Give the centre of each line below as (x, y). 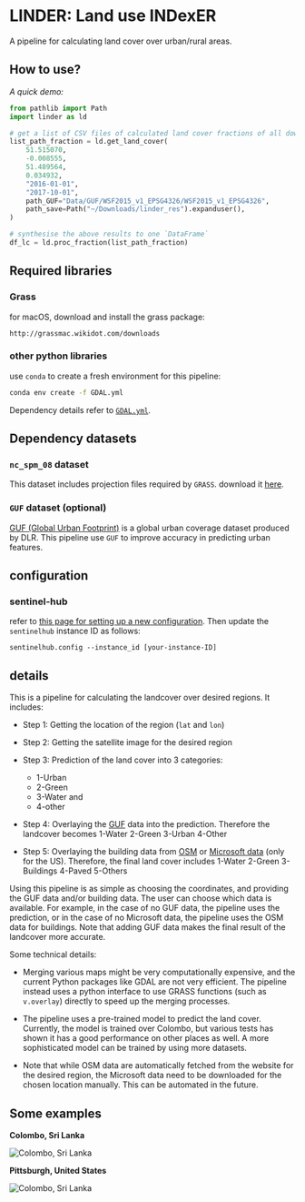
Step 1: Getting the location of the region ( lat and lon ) (123, 725)
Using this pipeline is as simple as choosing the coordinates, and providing (149, 889)
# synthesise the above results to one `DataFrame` (109, 234)
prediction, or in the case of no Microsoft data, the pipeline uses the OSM (147, 918)
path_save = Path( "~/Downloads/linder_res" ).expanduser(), (136, 209)
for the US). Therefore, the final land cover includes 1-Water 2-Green (151, 862)
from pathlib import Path (58, 108)
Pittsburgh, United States (58, 1171)
